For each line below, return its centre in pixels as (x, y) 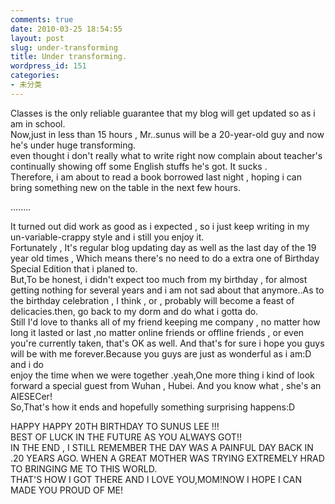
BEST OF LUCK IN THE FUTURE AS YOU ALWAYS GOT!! (126, 437)
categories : (35, 76)
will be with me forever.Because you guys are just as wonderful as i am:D (161, 353)
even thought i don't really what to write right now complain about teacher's (166, 155)
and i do (27, 364)
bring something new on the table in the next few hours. (125, 187)
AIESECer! (31, 396)
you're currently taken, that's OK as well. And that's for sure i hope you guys (167, 343)
